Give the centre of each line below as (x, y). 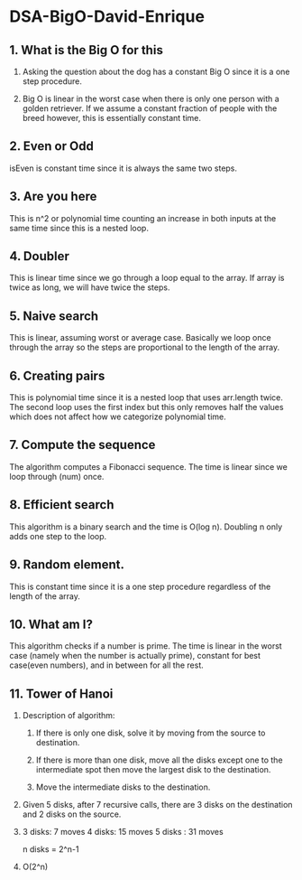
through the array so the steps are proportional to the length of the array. (145, 347)
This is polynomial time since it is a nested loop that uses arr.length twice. (146, 398)
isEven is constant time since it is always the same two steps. (123, 168)
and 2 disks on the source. (72, 814)
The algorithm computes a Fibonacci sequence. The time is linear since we (149, 466)
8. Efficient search (62, 505)
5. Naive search (54, 316)
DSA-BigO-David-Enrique (107, 17)
